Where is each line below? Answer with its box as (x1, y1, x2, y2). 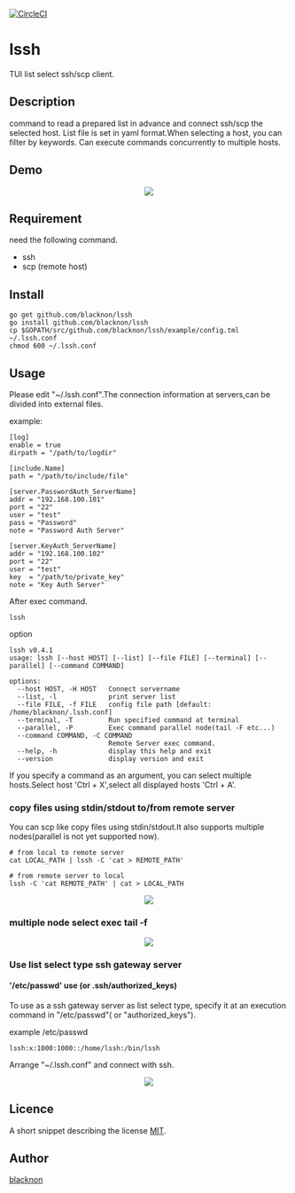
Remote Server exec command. (107, 739, 216, 748)
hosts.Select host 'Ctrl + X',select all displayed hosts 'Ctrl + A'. (9, 780, 237, 789)
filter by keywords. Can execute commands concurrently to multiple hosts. (9, 137, 281, 147)
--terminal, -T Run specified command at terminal (17, 716, 240, 725)
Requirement (9, 211, 82, 226)
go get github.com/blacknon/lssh (9, 310, 133, 319)
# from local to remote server (9, 848, 125, 858)
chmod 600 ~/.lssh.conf (9, 341, 97, 350)
